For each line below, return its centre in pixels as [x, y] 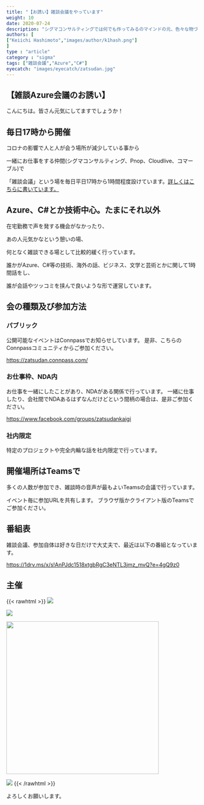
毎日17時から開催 [39, 132]
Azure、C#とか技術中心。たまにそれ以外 [83, 210]
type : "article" [28, 52]
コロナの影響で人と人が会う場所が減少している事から [73, 148]
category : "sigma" [31, 57]
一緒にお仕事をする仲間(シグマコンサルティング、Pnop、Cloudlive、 [92, 161]
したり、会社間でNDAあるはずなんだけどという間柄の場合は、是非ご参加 [97, 399]
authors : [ [20, 35]
